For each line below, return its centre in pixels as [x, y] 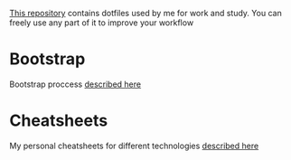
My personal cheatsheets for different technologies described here [134, 146]
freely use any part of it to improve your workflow [102, 23]
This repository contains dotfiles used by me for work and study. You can [145, 13]
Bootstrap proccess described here [75, 84]
